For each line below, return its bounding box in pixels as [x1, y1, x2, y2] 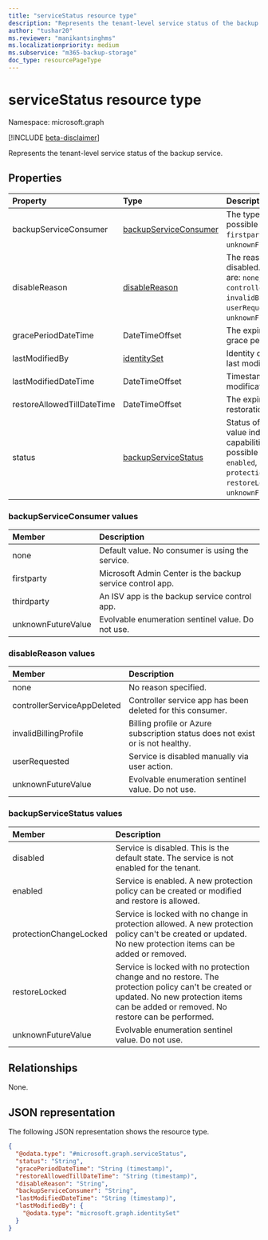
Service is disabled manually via [128, 751, 249, 762]
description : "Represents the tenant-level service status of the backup [8, 19, 259, 27]
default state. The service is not [115, 852, 234, 863]
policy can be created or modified [115, 885, 242, 896]
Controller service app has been [128, 695, 249, 706]
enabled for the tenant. [115, 862, 201, 873]
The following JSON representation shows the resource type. [8, 1127, 210, 1137]
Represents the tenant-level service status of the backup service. [8, 148, 223, 158]
